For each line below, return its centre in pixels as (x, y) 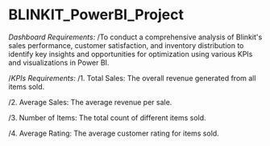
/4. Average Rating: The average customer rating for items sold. (114, 133)
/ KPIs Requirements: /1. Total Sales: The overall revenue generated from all (132, 78)
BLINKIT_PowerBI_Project (96, 15)
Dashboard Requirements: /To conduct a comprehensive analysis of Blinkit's (135, 37)
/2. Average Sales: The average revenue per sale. (90, 102)
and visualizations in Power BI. (59, 63)
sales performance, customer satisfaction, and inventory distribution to (126, 45)
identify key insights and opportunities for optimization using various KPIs (131, 54)
